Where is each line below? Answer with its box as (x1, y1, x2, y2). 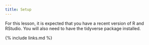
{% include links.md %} (5, 35, 53, 41)
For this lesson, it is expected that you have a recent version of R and (5, 20, 144, 26)
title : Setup (5, 7, 32, 12)
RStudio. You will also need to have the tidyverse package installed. (5, 25, 141, 31)
